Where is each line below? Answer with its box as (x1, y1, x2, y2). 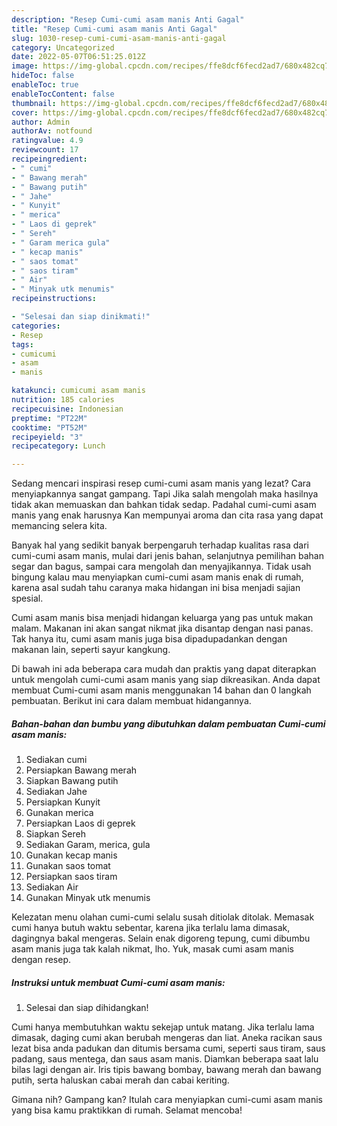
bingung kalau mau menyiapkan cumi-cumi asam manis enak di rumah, (11, 571, 304, 583)
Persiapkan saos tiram (25, 871, 118, 883)
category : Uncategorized (11, 42, 115, 53)
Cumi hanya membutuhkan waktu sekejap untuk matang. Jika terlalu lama (11, 1021, 315, 1033)
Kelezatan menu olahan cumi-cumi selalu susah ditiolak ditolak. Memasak (11, 911, 315, 923)
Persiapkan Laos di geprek (25, 817, 136, 830)
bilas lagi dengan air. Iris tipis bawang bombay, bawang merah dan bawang (11, 1064, 322, 1076)
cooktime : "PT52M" (11, 422, 88, 433)
